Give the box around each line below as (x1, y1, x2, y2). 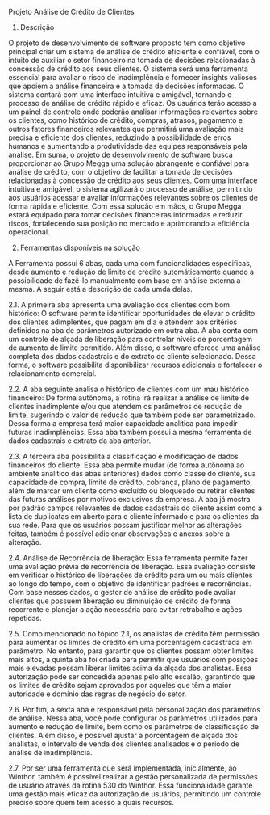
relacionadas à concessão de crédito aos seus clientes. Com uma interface (8, 175, 258, 185)
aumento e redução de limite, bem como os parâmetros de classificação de (8, 722, 260, 731)
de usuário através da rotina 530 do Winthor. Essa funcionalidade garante (8, 780, 253, 790)
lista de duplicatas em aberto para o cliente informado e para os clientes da (8, 512, 260, 521)
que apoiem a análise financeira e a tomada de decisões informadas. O (8, 81, 244, 91)
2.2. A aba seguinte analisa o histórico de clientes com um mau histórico (8, 384, 250, 394)
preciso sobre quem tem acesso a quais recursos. (8, 798, 175, 807)
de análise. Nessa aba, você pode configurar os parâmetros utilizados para (8, 713, 258, 723)
